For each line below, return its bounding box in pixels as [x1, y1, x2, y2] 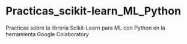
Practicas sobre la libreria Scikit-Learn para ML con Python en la [5, 24, 166, 31]
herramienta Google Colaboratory [5, 30, 90, 37]
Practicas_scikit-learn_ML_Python [5, 4, 182, 18]
